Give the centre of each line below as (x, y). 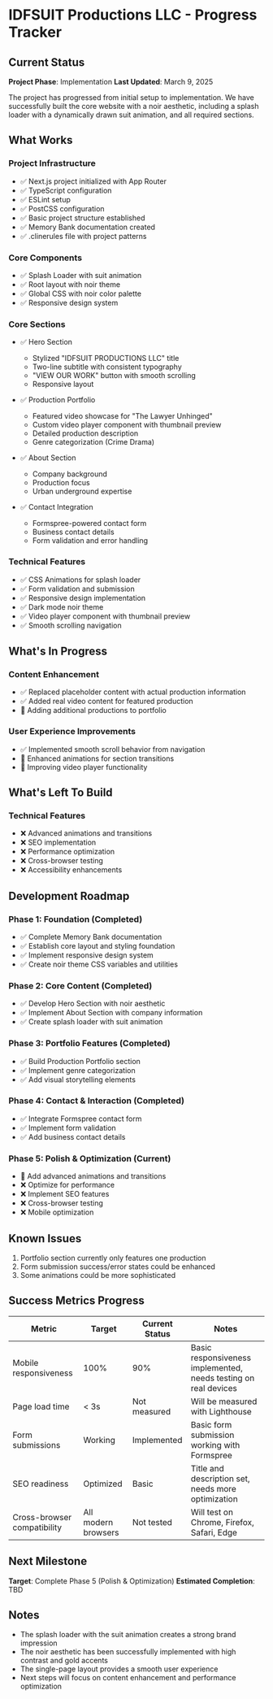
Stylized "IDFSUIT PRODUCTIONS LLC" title (106, 358)
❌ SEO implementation (58, 842)
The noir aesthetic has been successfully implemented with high (128, 1652)
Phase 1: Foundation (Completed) (76, 919)
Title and (208, 1468)
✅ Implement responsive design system (87, 955)
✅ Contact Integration (56, 507)
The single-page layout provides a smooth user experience (119, 1669)
